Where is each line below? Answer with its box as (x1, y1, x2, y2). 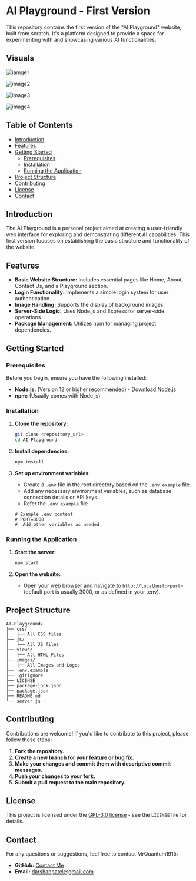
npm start (14, 560, 39, 566)
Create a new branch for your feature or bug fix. (14, 754, 134, 761)
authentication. (14, 295, 51, 302)
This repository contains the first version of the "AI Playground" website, (6, 24, 182, 31)
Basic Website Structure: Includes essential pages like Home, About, (14, 276, 184, 283)
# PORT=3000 (14, 516, 44, 522)
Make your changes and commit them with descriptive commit (14, 760, 171, 767)
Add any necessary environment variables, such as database (23, 487, 172, 494)
